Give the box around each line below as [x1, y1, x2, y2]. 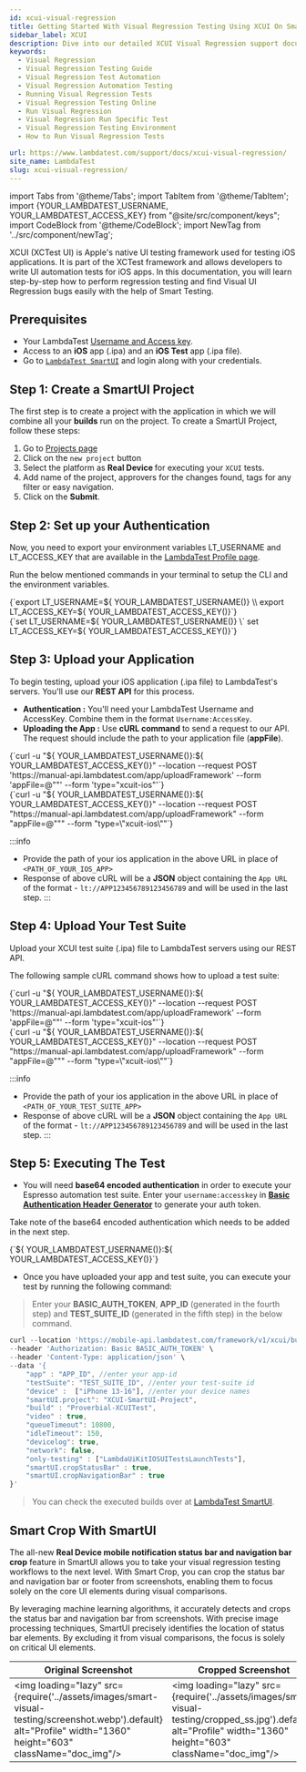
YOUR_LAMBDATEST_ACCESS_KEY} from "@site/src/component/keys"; [9, 210, 280, 220]
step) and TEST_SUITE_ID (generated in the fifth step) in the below [31, 1308, 283, 1319]
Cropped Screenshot [197, 1664, 291, 1676]
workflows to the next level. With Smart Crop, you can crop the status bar [9, 1566, 285, 1577]
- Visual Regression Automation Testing [17, 81, 173, 90]
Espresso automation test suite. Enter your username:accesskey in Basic [22, 1190, 290, 1201]
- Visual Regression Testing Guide [17, 65, 153, 74]
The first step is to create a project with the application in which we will [9, 406, 276, 417]
